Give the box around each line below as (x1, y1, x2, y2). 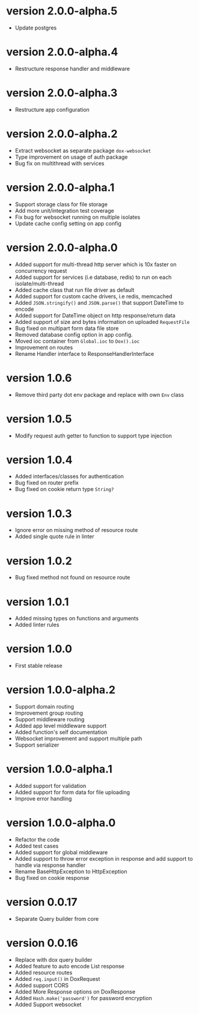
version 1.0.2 (6, 554, 72, 567)
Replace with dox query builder (14, 956, 93, 963)
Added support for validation (14, 783, 87, 790)
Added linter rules (14, 621, 60, 629)
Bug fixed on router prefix (14, 479, 79, 486)
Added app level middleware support (14, 722, 107, 730)
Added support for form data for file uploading (14, 789, 130, 796)
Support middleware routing (14, 716, 85, 723)
